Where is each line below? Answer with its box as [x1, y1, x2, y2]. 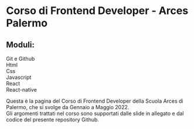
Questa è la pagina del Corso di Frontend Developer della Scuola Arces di [6, 97, 183, 104]
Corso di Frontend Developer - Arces [6, 4, 189, 18]
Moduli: [6, 40, 35, 50]
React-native [6, 86, 37, 93]
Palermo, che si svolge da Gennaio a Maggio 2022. [6, 104, 130, 110]
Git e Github [6, 55, 35, 62]
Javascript [6, 74, 32, 81]
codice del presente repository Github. [6, 116, 100, 123]
